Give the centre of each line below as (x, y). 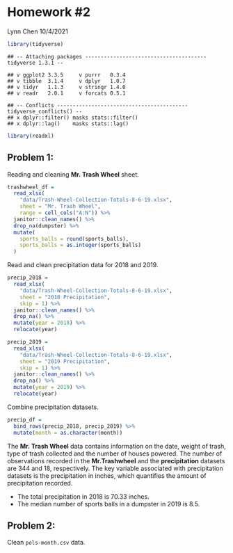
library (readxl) (31, 136)
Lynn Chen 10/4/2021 (38, 31)
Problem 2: (31, 526)
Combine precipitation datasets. (53, 407)
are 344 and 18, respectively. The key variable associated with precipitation (115, 468)
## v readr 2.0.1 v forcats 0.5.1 (67, 93)
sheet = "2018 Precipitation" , (65, 297)
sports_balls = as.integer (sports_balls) (80, 245)
